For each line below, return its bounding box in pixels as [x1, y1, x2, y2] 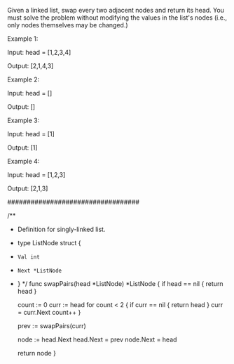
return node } [17, 349, 56, 357]
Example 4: [7, 157, 40, 165]
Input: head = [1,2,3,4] [7, 48, 71, 56]
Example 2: [7, 75, 40, 84]
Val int [17, 254, 40, 261]
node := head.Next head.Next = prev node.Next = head [17, 335, 177, 344]
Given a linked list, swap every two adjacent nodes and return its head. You [7, 6, 224, 14]
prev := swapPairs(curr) [17, 322, 86, 330]
